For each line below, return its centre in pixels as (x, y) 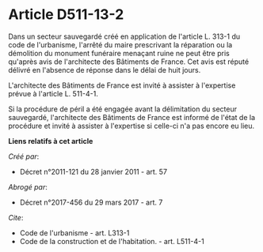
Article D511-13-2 (66, 15)
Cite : (16, 217)
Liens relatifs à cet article (51, 141)
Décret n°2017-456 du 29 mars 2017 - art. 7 (91, 202)
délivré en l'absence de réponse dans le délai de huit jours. (105, 70)
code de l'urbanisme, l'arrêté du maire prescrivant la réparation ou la (120, 44)
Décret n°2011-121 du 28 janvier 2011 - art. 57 (93, 171)
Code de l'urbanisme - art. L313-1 (74, 233)
